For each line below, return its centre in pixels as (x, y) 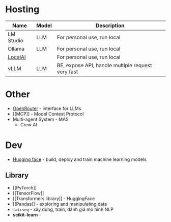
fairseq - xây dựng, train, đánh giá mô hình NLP (63, 209)
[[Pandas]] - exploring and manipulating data (60, 204)
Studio (16, 40)
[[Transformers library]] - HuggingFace (54, 198)
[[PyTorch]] (25, 187)
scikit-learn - (27, 214)
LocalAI (17, 57)
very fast (67, 71)
